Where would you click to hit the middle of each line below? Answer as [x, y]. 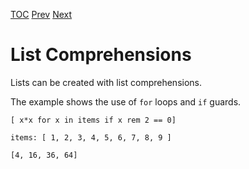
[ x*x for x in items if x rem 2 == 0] [93, 120]
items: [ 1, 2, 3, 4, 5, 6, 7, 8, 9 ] [91, 137]
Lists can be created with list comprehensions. [106, 82]
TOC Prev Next [41, 14]
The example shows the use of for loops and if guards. [126, 101]
